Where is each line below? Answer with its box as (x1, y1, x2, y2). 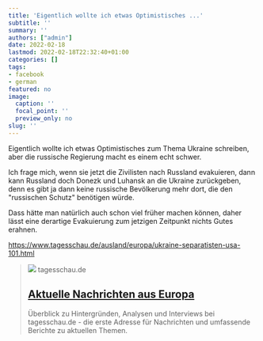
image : (8, 93, 30, 100)
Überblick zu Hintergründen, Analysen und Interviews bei (27, 309, 215, 318)
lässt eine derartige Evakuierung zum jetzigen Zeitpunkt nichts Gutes (8, 216, 234, 225)
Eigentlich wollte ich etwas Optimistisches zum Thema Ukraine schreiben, (8, 143, 250, 153)
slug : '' (8, 122, 37, 130)
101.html (8, 248, 35, 258)
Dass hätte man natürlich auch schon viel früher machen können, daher (8, 207, 242, 218)
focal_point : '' (15, 108, 69, 116)
